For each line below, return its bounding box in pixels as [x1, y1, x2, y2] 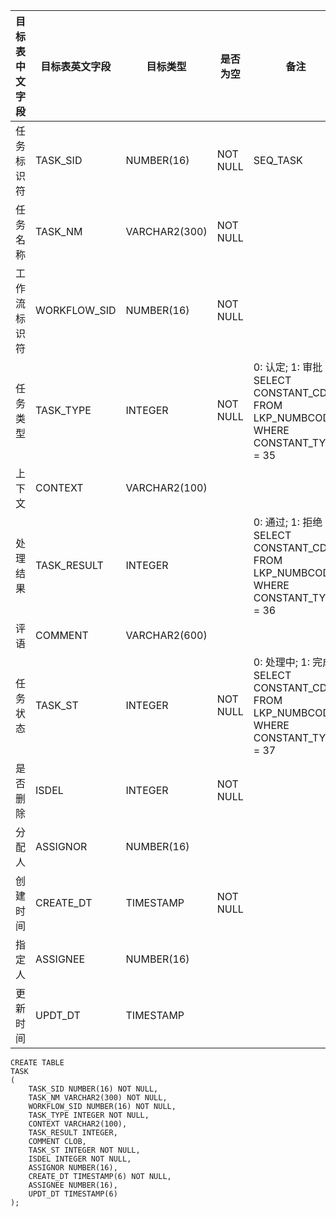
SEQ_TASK [253, 154, 303, 167]
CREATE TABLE [10, 1058, 65, 1068]
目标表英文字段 [40, 60, 112, 73]
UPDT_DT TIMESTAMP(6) [28, 1189, 118, 1199]
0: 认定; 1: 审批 [253, 360, 323, 374]
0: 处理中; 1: [253, 655, 311, 669]
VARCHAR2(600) [125, 629, 208, 642]
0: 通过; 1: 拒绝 [253, 515, 323, 529]
